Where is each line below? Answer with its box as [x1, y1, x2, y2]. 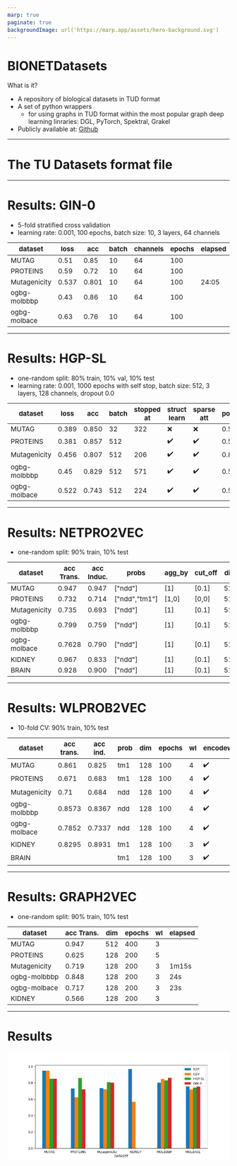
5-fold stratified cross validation [17, 221, 111, 229]
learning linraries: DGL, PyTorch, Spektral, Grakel [28, 118, 171, 126]
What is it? [7, 81, 38, 90]
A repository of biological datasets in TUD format [17, 95, 161, 103]
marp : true [7, 11, 39, 18]
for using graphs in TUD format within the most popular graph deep [28, 110, 224, 118]
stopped [133, 404, 161, 414]
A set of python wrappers [17, 103, 92, 111]
